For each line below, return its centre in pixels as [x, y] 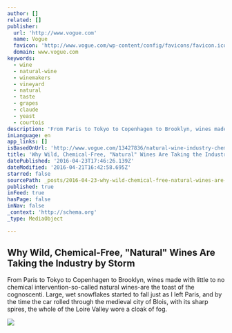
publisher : [23, 26]
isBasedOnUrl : [28, 148]
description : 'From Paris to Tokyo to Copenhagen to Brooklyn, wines [109, 129]
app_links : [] [28, 142]
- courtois [29, 122]
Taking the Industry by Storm [71, 264]
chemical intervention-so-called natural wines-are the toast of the [101, 287]
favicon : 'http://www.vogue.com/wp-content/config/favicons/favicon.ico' [122, 46]
